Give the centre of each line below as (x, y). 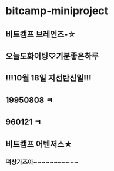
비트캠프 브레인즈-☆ (41, 34)
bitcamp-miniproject (57, 11)
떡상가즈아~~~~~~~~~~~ (42, 162)
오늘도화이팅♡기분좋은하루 (52, 56)
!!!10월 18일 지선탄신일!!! (48, 78)
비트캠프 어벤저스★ (39, 144)
